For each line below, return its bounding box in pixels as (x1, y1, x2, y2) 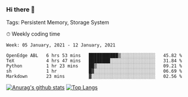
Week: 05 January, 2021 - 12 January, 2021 (6, 42, 116, 48)
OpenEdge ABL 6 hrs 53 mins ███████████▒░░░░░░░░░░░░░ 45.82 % (6, 53, 183, 59)
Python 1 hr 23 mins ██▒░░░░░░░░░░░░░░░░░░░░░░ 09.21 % (6, 63, 183, 69)
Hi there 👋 (6, 5, 36, 14)
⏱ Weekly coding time (6, 30, 61, 37)
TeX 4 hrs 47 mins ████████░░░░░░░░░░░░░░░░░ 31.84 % (6, 58, 183, 64)
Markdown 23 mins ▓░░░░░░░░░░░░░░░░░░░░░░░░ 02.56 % (6, 74, 183, 80)
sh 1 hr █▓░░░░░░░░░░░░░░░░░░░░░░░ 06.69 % (6, 68, 183, 74)
